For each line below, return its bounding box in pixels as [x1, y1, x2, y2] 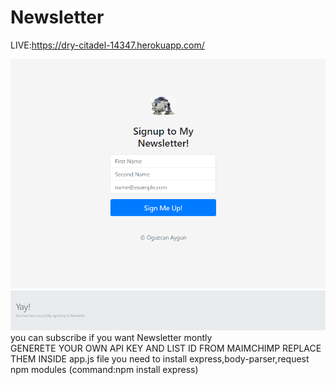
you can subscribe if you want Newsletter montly [10, 332, 213, 344]
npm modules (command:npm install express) [10, 364, 199, 376]
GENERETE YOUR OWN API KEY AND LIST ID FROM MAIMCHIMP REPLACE [10, 342, 322, 355]
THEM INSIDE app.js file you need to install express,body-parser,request [10, 353, 310, 365]
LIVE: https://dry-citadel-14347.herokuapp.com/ [10, 39, 205, 51]
